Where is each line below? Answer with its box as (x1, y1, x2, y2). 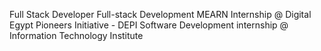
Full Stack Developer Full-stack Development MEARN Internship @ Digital (9, 9, 312, 20)
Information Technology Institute (9, 30, 144, 41)
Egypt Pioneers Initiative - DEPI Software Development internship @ (9, 19, 289, 31)
